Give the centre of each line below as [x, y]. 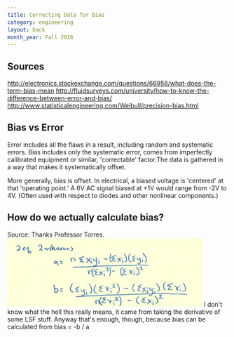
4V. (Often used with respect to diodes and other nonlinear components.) [113, 195]
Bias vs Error [36, 127]
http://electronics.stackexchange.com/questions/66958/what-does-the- [112, 84]
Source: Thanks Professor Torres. [56, 234]
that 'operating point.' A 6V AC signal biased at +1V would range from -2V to [117, 188]
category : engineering [40, 22]
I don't [213, 304]
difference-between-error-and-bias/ [60, 98]
